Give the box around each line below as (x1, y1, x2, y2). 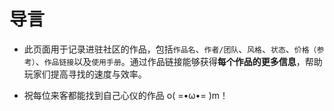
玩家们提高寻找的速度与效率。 (23, 68, 147, 80)
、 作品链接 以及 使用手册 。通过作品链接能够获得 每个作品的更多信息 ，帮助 (35, 55, 323, 67)
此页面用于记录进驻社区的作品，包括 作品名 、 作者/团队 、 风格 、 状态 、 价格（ (23, 43, 317, 55)
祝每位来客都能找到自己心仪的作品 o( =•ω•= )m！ (23, 89, 229, 101)
